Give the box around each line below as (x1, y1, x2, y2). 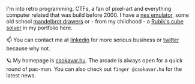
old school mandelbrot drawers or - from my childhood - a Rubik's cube (6, 18, 184, 25)
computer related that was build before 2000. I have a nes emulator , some (6, 11, 189, 19)
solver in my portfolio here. (6, 24, 73, 31)
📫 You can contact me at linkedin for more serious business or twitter (6, 36, 179, 43)
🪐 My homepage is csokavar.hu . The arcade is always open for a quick (6, 57, 183, 64)
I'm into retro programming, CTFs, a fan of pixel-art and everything (6, 5, 172, 12)
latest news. (6, 72, 36, 79)
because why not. (6, 45, 51, 52)
